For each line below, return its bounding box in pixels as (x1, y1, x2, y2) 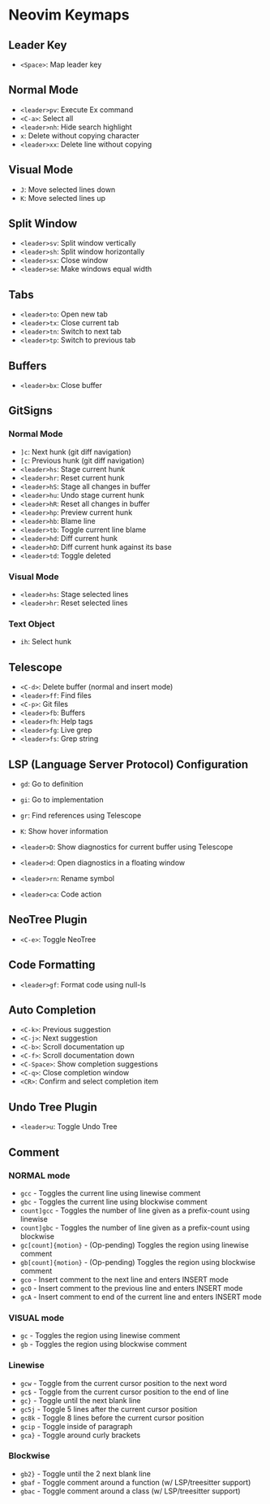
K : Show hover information (19, 826, 109, 835)
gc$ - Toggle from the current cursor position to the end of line (19, 1387, 229, 1397)
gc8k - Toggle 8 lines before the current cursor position (19, 1413, 204, 1423)
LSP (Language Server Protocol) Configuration (8, 757, 249, 771)
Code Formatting (8, 958, 96, 972)
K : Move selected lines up (19, 193, 106, 203)
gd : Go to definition (19, 778, 84, 788)
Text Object (8, 618, 55, 630)
